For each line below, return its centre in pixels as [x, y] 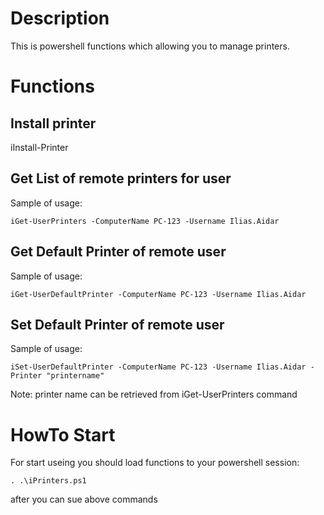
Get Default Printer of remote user [118, 252]
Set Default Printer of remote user [117, 324]
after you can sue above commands [84, 499]
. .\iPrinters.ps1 [48, 481]
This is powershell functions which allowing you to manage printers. [150, 46]
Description [60, 18]
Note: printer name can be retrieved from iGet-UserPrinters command [154, 394]
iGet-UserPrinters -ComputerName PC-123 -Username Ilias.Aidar [145, 221]
